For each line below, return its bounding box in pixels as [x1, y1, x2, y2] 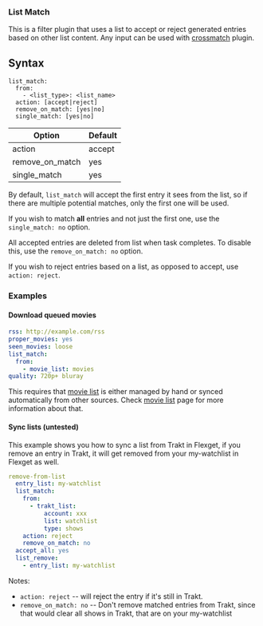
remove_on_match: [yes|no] [15, 106, 105, 114]
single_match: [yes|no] [15, 113, 94, 121]
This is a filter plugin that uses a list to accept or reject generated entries [8, 25, 247, 34]
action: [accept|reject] [15, 98, 98, 106]
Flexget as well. [8, 457, 60, 466]
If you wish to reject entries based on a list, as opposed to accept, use [8, 262, 239, 272]
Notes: [8, 576, 30, 585]
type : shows [43, 524, 84, 532]
